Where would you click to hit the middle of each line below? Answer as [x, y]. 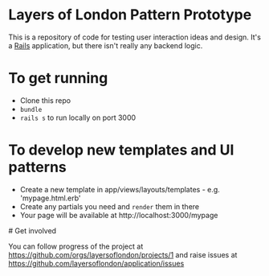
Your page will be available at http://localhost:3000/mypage [119, 215]
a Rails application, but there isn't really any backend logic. [106, 45]
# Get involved [33, 230]
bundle [31, 109]
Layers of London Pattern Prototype [130, 15]
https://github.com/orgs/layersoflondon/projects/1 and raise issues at [123, 254]
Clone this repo [45, 100]
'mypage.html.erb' [51, 198]
